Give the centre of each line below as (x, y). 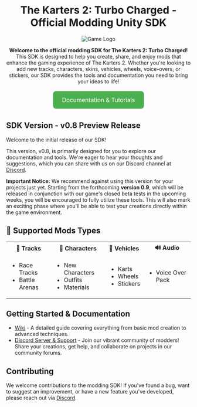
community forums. (38, 353)
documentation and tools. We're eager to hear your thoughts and (84, 157)
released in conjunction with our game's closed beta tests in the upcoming (96, 194)
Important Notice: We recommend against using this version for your (90, 181)
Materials (77, 287)
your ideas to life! (98, 81)
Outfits (73, 280)
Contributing (30, 371)
